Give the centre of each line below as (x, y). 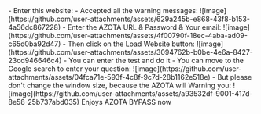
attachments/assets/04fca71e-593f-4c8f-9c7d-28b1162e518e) (109, 77)
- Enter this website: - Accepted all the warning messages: (103, 11)
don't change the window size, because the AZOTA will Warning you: (120, 85)
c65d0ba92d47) (35, 44)
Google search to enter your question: (70, 69)
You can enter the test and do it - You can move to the (156, 61)
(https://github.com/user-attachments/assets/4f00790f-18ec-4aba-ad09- (128, 36)
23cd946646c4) (35, 61)
